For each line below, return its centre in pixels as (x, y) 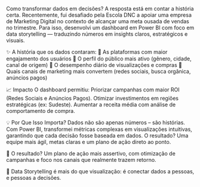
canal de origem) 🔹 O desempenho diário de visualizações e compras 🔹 (94, 65)
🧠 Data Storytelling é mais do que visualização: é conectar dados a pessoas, (100, 171)
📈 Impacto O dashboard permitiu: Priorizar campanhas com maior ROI (93, 90)
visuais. (16, 40)
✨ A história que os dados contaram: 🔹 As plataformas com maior (87, 52)
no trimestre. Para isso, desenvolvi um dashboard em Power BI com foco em (100, 27)
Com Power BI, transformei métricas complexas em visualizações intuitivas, (99, 129)
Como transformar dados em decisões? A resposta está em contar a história (100, 9)
